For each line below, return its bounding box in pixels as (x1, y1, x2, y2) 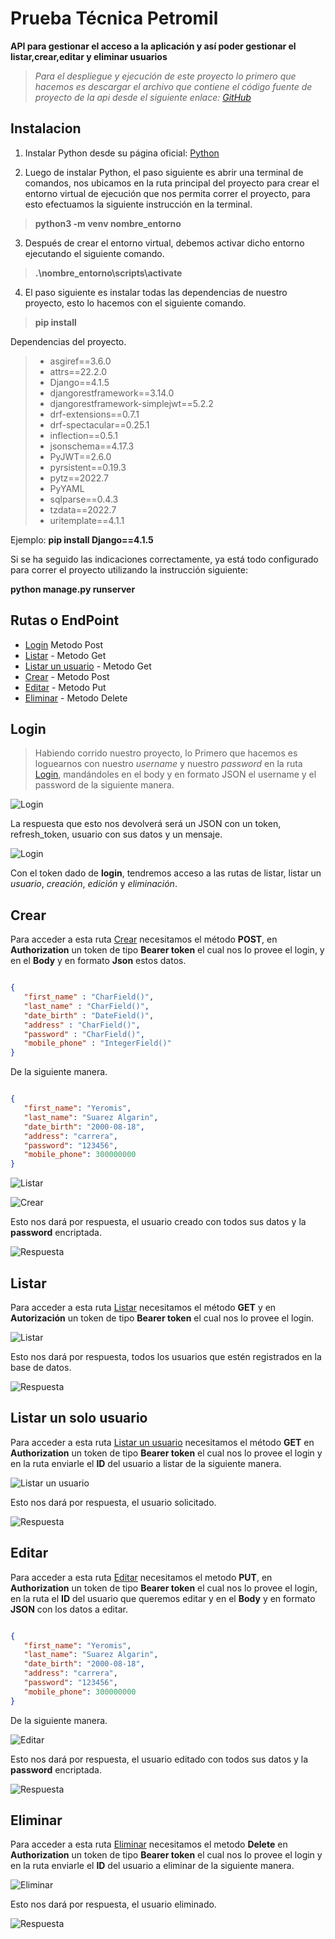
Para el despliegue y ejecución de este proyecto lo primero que (34, 70, 297, 82)
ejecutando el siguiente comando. (24, 247, 165, 259)
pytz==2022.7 (49, 472, 110, 484)
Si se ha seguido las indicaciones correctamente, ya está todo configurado (10, 553, 319, 565)
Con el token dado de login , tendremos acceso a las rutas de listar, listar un (10, 867, 322, 879)
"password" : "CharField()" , (23, 1029, 145, 1039)
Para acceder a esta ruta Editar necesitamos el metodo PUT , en (10, 1571, 273, 1583)
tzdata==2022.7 (49, 503, 117, 516)
